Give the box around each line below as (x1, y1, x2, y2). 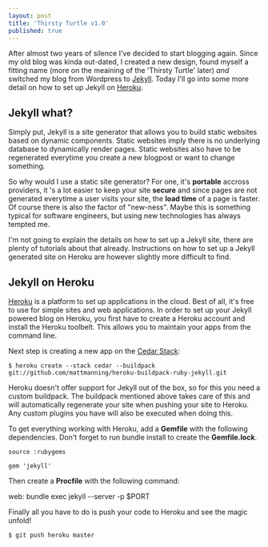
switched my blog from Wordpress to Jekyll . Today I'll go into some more (8, 74, 250, 84)
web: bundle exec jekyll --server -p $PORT (8, 492, 150, 501)
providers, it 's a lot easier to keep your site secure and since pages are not (8, 185, 258, 195)
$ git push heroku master (8, 531, 94, 539)
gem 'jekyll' (8, 462, 52, 470)
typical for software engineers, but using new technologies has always (8, 211, 242, 221)
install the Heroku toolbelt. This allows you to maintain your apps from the (8, 322, 251, 331)
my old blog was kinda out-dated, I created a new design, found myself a (8, 57, 250, 67)
